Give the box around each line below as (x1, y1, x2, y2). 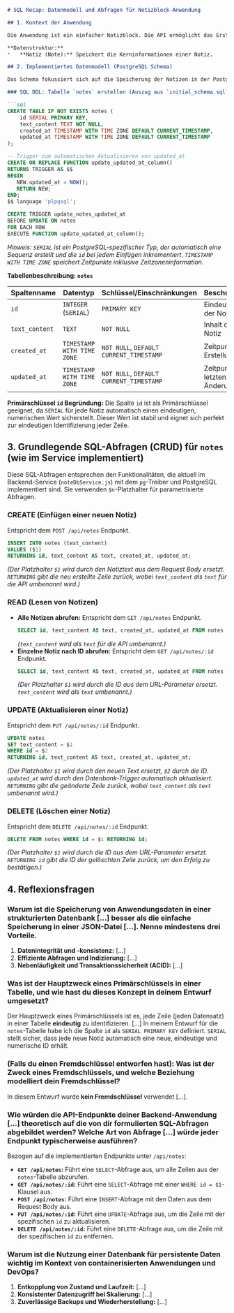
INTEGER (62, 300, 88, 309)
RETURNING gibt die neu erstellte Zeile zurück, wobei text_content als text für (7, 572, 227, 581)
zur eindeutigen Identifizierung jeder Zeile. (7, 421, 130, 429)
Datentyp (63, 288, 95, 297)
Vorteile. (7, 930, 37, 940)
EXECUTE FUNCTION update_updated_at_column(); (7, 230, 145, 237)
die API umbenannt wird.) (7, 580, 81, 588)
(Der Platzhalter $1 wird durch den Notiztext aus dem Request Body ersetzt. (7, 565, 225, 574)
